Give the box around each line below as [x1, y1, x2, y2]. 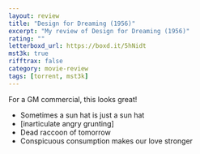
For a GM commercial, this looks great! [8, 94, 138, 104]
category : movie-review [8, 65, 89, 73]
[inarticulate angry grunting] [19, 118, 115, 128]
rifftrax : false [8, 58, 63, 66]
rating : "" [8, 34, 45, 43]
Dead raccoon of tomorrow [19, 127, 111, 137]
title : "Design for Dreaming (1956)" [8, 19, 136, 28]
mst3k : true [8, 49, 49, 58]
